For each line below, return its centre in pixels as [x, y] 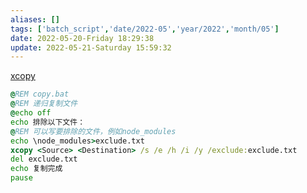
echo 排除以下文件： [48, 122]
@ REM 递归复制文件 [44, 104]
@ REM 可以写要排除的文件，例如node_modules [93, 131]
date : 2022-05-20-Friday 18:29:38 [82, 38]
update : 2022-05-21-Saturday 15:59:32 [91, 47]
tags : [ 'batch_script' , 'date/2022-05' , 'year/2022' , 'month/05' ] [145, 29]
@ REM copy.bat [40, 94]
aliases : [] [35, 19]
